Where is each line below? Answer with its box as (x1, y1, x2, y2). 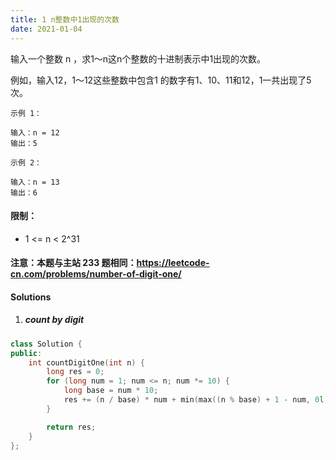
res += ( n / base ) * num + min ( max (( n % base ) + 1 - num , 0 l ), (63, 395, 333, 405)
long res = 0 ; (46, 367, 105, 377)
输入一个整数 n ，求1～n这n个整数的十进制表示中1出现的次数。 (10, 52, 267, 65)
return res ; (46, 422, 97, 432)
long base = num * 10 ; (63, 386, 159, 396)
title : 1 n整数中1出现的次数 (10, 14, 120, 25)
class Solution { (10, 339, 83, 349)
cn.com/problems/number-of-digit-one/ (10, 268, 182, 280)
